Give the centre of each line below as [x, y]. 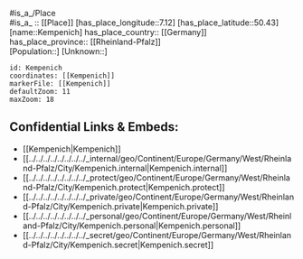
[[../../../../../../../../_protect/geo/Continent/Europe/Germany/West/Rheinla [156, 177]
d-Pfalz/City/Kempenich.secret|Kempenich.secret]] [118, 245]
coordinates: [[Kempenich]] [62, 76]
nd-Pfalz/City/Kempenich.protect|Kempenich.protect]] [123, 187]
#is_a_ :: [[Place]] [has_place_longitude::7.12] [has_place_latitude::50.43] [144, 23]
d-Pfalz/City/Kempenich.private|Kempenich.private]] [120, 206]
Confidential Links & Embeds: [94, 127]
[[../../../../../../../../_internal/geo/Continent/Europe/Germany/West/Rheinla [157, 158]
